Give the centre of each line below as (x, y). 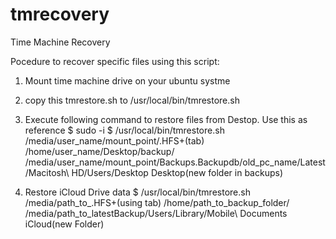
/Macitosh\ (47, 172)
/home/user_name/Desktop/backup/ (99, 151)
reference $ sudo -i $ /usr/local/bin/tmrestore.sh (124, 130)
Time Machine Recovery (60, 42)
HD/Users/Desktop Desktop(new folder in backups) (177, 172)
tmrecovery (60, 14)
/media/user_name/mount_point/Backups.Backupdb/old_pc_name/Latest (175, 162)
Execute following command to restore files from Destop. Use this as (166, 119)
